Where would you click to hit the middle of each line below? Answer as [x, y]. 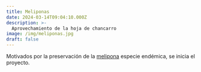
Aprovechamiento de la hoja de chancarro [64, 28]
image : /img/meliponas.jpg [40, 34]
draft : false [22, 39]
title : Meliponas [28, 12]
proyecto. [18, 62]
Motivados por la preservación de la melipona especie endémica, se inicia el [100, 56]
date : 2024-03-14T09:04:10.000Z [46, 17]
